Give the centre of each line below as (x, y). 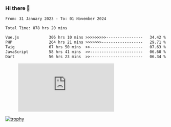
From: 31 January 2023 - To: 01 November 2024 (56, 19)
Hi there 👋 (18, 8)
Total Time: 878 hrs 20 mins (36, 28)
